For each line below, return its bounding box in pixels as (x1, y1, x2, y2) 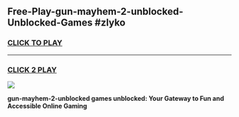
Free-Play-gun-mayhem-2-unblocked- (7, 6, 184, 18)
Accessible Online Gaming (7, 101, 87, 110)
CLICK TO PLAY (7, 38, 63, 48)
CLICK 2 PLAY (7, 65, 57, 74)
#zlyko (95, 17, 126, 29)
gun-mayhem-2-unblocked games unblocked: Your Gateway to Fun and (7, 94, 224, 102)
